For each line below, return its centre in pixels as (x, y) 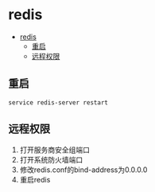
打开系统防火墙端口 (51, 159)
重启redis (35, 179)
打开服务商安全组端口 (54, 150)
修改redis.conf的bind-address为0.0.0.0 (83, 170)
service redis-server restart (58, 102)
